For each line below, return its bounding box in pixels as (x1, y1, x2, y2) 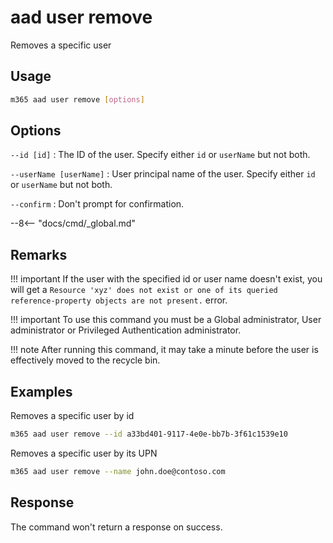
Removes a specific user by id (10, 410, 135, 422)
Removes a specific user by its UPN (10, 447, 158, 459)
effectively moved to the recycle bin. (10, 354, 161, 366)
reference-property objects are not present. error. (10, 294, 228, 306)
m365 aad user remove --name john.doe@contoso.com (10, 466, 226, 476)
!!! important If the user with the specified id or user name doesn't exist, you (10, 273, 323, 285)
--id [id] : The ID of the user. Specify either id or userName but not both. (10, 149, 311, 161)
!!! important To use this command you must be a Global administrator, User (10, 314, 322, 326)
